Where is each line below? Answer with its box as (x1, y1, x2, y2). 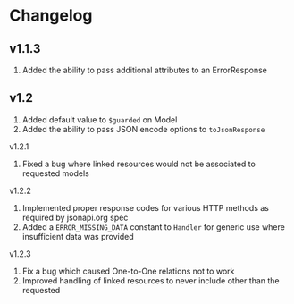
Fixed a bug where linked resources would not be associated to (21, 158, 256, 169)
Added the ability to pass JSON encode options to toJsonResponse (21, 123, 265, 134)
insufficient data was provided (21, 231, 134, 241)
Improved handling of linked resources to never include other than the (21, 274, 280, 286)
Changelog (9, 5, 93, 26)
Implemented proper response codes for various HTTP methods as (21, 202, 270, 213)
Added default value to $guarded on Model (21, 114, 178, 125)
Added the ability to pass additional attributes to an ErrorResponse (21, 64, 268, 75)
